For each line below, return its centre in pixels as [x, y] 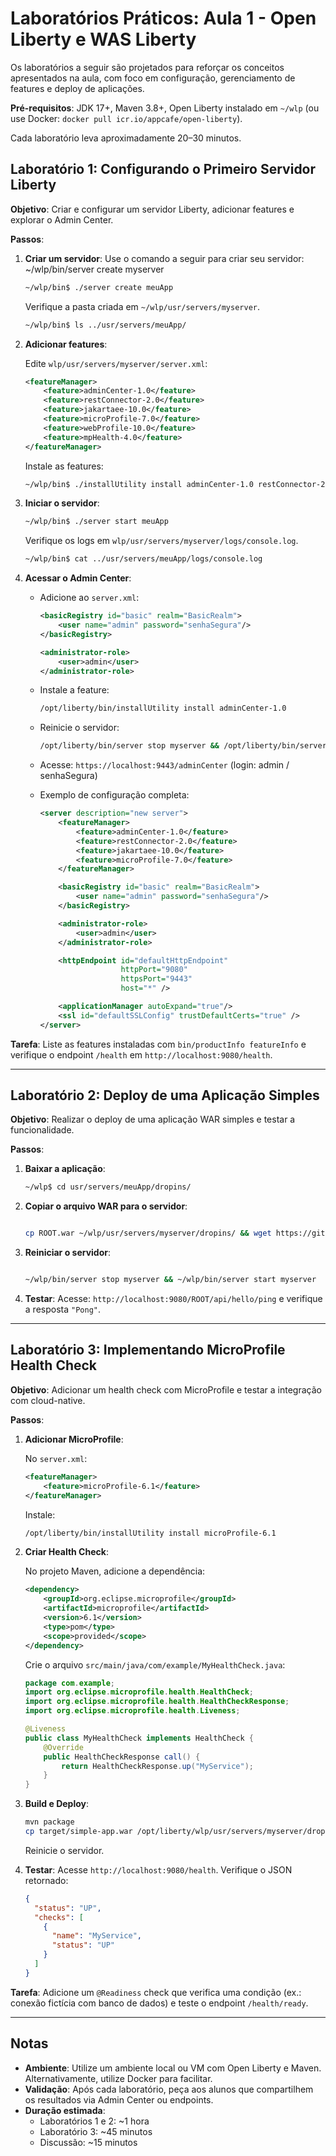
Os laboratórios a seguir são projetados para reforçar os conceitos [147, 67]
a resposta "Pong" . [62, 1309]
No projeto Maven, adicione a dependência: [115, 1571]
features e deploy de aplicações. [77, 88]
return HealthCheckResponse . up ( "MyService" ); [157, 1766]
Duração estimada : [65, 2110]
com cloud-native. [48, 1400]
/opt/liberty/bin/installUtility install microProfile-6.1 [150, 1533]
